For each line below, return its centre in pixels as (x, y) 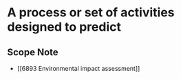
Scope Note (33, 52)
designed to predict (64, 27)
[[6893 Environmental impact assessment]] (78, 68)
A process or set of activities (91, 13)
